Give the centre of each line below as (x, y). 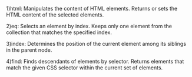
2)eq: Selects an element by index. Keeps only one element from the (89, 26)
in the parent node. (29, 50)
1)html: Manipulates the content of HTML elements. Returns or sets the (92, 9)
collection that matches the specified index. (59, 32)
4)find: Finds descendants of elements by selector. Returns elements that (95, 61)
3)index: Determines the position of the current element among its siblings (96, 44)
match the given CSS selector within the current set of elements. (85, 68)
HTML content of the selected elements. (55, 15)
